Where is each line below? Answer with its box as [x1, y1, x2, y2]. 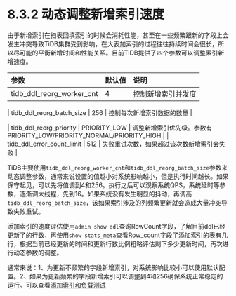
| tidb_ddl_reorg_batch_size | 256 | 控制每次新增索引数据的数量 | [7, 108, 192, 116]
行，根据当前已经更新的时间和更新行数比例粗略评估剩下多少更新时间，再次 [7, 239, 223, 248]
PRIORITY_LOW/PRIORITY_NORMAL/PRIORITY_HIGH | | [7, 131, 169, 140]
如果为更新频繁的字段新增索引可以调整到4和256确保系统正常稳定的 [29, 271, 223, 281]
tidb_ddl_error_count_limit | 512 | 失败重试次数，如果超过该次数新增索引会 [7, 140, 220, 148]
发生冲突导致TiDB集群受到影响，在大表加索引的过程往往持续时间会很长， [7, 39, 218, 48]
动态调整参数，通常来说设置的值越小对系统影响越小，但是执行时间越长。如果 [7, 172, 229, 180]
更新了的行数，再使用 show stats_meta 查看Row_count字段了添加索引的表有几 [7, 231, 228, 239]
